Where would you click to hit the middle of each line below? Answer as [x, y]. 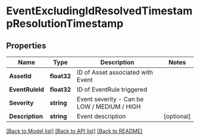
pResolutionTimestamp [65, 24]
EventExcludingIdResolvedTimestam [99, 11]
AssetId [20, 76]
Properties [26, 46]
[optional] [177, 116]
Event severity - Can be [110, 99]
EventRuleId [27, 89]
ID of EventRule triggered [112, 89]
